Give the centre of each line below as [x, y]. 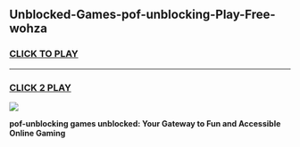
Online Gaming [37, 133]
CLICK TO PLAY [44, 54]
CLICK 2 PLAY [40, 87]
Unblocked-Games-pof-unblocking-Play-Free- [142, 15]
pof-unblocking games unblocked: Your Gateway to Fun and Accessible [145, 123]
